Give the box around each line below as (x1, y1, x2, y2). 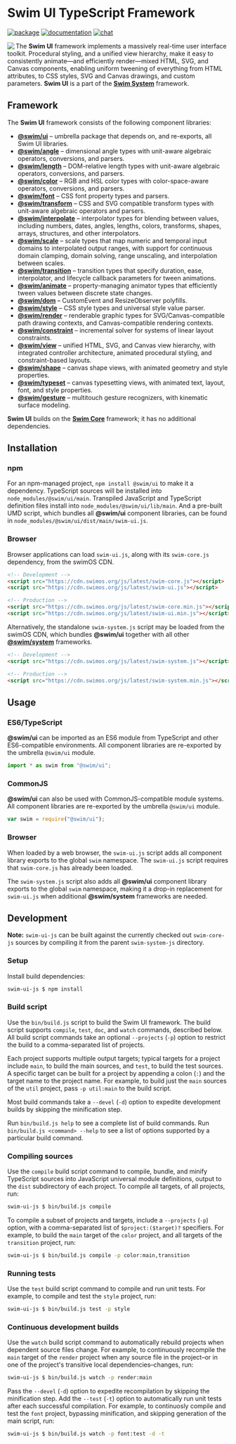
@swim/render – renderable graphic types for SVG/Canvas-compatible (17, 311, 225, 319)
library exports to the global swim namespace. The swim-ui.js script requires (7, 856, 228, 864)
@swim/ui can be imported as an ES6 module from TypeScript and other (7, 733, 219, 742)
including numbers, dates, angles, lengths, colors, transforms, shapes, (17, 221, 221, 230)
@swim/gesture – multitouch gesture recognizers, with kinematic (17, 393, 209, 401)
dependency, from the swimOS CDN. (7, 557, 114, 566)
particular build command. (7, 1133, 84, 1142)
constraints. (17, 333, 53, 342)
